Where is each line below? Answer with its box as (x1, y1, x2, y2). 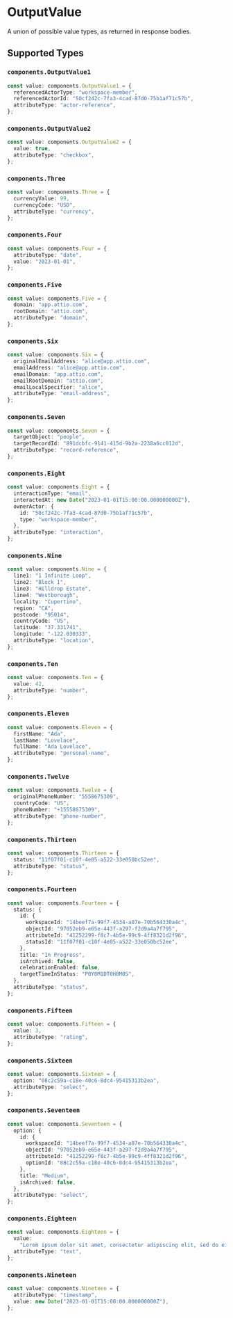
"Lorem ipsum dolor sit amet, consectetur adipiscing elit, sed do (19, 1241, 218, 1249)
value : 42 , (13, 680, 45, 688)
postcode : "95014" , (13, 611, 70, 618)
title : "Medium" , (19, 1172, 70, 1180)
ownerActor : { (13, 502, 54, 510)
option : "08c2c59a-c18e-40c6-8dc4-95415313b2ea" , (13, 1077, 159, 1084)
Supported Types (7, 47, 85, 59)
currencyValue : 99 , (13, 195, 70, 202)
